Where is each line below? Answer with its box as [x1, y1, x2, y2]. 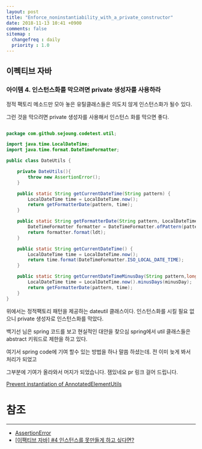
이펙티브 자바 [6, 66, 52, 76]
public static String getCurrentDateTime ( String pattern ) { [17, 191, 171, 197]
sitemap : [6, 31, 31, 37]
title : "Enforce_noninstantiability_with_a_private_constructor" [6, 14, 173, 20]
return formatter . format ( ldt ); [28, 229, 106, 235]
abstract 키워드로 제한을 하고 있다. [6, 335, 88, 343]
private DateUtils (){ [17, 169, 71, 175]
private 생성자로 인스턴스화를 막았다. [17, 315, 104, 322]
